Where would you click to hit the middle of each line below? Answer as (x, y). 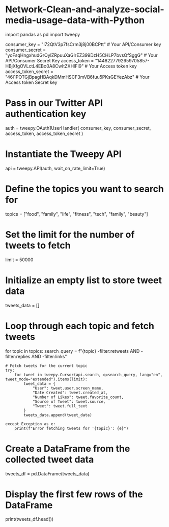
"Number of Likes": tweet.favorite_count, (78, 397)
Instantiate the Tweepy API (63, 154)
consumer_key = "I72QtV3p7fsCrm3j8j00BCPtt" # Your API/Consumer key (83, 44)
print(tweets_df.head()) (30, 519)
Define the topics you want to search (85, 189)
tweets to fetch (38, 245)
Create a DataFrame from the (68, 449)
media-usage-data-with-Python (75, 20)
